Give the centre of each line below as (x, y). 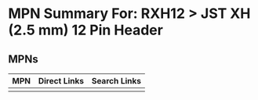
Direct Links (61, 81)
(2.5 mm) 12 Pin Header (85, 30)
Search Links (116, 81)
